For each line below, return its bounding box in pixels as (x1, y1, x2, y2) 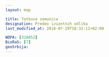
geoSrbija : (5, 44, 29, 49)
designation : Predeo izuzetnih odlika (5, 21, 88, 26)
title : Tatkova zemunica (5, 16, 58, 22)
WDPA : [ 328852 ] (5, 35, 38, 40)
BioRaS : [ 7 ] (5, 40, 31, 45)
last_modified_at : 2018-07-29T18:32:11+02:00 (5, 26, 104, 31)
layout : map (5, 7, 31, 13)
